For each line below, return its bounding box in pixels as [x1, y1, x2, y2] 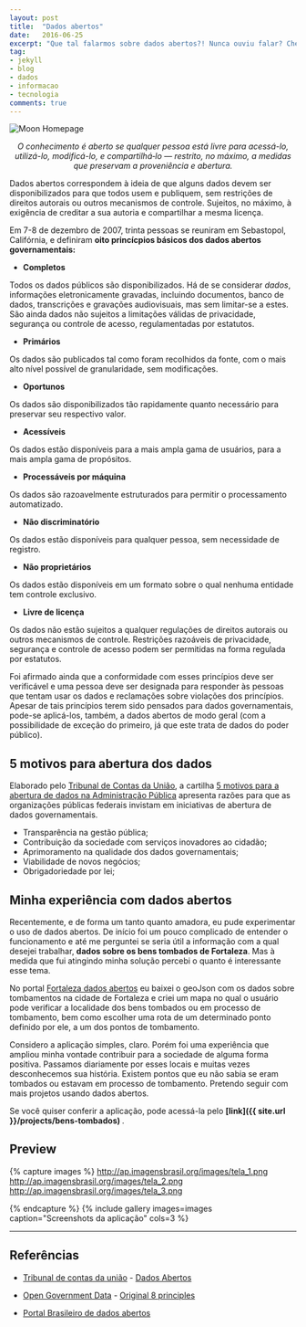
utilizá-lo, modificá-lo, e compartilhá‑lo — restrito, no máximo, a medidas [15, 151, 291, 162]
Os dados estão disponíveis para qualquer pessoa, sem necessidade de [9, 534, 280, 545]
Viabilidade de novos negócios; [22, 856, 141, 868]
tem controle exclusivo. [9, 589, 97, 600]
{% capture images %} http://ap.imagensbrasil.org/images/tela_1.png [9, 1165, 269, 1176]
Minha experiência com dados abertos [9, 892, 232, 908]
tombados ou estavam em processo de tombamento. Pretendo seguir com [9, 1079, 289, 1089]
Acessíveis [22, 427, 66, 437]
